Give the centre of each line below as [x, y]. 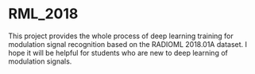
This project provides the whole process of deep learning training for [121, 36]
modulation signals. [40, 61]
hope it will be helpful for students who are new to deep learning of [118, 53]
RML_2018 [43, 14]
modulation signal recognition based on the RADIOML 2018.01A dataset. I [128, 44]
